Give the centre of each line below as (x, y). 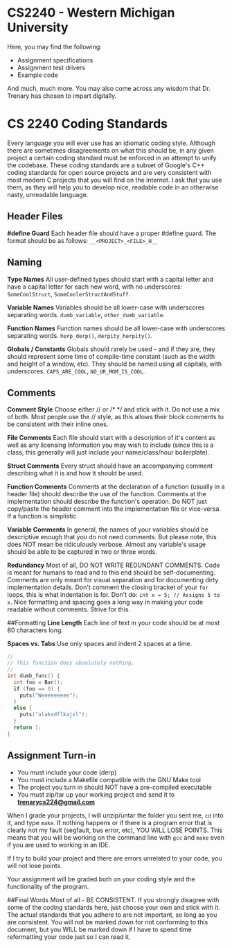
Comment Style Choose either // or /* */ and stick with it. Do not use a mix (114, 409)
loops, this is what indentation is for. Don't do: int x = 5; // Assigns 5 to (114, 595)
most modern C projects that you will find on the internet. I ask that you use (115, 180)
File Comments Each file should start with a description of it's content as (111, 438)
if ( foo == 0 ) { (37, 688)
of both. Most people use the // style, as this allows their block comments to (115, 417)
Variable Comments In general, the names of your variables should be (108, 530)
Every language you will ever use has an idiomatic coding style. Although (111, 143)
